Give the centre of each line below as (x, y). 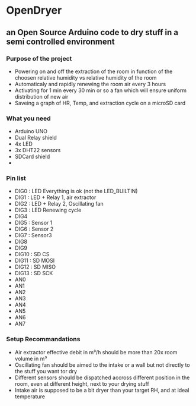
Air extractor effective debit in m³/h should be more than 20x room (96, 352)
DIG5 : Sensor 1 (33, 223)
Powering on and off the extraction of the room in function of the (94, 71)
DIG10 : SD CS (32, 254)
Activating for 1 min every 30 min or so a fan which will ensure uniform (101, 90)
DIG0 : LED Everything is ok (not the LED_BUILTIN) (76, 191)
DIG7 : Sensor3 (33, 235)
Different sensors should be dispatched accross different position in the (102, 377)
